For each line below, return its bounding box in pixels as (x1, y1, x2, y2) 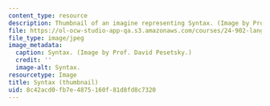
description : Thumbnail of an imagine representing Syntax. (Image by (8, 19, 250, 27)
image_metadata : (8, 41, 63, 49)
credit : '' (15, 57, 52, 65)
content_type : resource (8, 11, 88, 20)
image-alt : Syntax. (15, 64, 81, 72)
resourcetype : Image (8, 71, 78, 79)
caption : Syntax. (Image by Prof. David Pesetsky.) (15, 49, 193, 57)
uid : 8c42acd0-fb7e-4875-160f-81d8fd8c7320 (8, 85, 157, 94)
